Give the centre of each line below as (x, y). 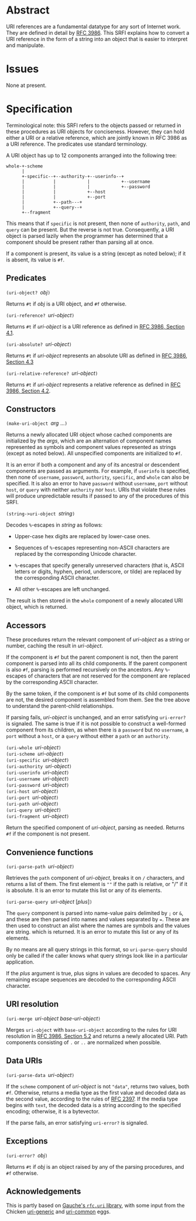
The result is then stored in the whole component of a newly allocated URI (94, 601)
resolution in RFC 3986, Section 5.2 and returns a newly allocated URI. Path (97, 1036)
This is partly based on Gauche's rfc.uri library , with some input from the (96, 1206)
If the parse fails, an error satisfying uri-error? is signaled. (77, 1122)
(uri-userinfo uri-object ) (37, 773)
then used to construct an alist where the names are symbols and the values (98, 925)
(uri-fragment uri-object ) (37, 816)
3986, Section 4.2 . (28, 391)
